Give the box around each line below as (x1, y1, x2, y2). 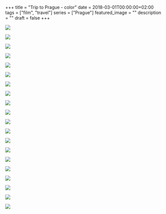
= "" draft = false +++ (5, 15, 50, 21)
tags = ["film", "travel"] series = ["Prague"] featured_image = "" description (5, 10, 161, 16)
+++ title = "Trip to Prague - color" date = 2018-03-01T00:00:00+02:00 (5, 5, 154, 10)
